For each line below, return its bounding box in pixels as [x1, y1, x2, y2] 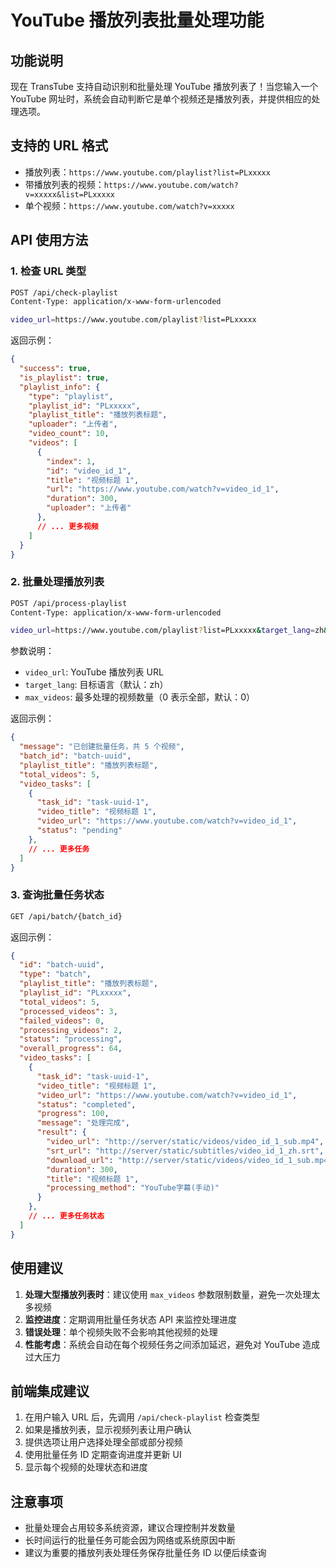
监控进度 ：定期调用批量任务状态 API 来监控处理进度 [24, 1313, 238, 1325]
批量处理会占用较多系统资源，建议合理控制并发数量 [24, 1522, 236, 1534]
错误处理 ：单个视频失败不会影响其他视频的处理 [24, 1326, 218, 1338]
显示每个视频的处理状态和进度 [24, 1461, 148, 1473]
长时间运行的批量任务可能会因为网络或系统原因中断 [24, 1534, 236, 1546]
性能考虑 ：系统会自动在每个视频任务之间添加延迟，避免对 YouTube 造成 [24, 1338, 321, 1350]
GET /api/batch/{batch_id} [10, 911, 123, 921]
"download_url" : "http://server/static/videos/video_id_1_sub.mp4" [46, 1155, 333, 1165]
